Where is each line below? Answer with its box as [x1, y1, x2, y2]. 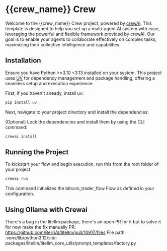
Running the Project [5, 148, 69, 156]
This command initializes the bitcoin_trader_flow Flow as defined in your [5, 185, 155, 192]
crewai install [5, 134, 37, 139]
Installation [5, 56, 41, 65]
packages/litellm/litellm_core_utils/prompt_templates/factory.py [5, 240, 136, 246]
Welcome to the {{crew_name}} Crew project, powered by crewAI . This [5, 20, 152, 26]
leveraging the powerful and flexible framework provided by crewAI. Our [5, 31, 155, 37]
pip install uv [5, 100, 37, 105]
